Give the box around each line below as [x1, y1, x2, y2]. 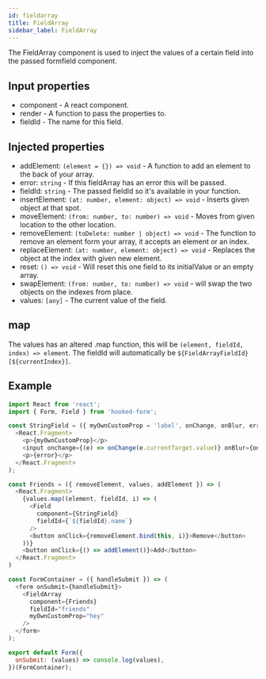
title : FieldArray [8, 19, 69, 27]
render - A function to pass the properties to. [19, 108, 167, 119]
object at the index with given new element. [19, 254, 162, 263]
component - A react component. [19, 101, 129, 110]
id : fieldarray [8, 11, 59, 20]
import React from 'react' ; [8, 400, 101, 408]
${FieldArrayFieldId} [177, 349, 249, 357]
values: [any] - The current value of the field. [19, 296, 168, 305]
